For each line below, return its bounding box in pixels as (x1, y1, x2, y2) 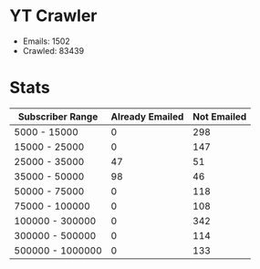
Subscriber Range (17, 110, 99, 123)
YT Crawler (9, 5, 98, 26)
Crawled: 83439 (22, 45, 85, 56)
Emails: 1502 (22, 36, 70, 47)
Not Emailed (192, 110, 247, 123)
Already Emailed (110, 110, 184, 123)
